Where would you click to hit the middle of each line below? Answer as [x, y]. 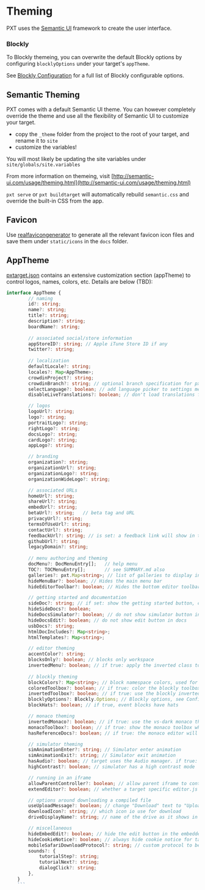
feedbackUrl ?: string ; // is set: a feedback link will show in [112, 536]
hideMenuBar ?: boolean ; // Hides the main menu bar [95, 581]
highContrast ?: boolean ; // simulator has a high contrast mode [112, 767]
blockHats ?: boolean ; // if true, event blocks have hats [103, 705]
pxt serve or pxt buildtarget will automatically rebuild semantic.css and [98, 195]
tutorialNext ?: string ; [69, 862]
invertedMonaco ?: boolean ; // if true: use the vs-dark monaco [110, 722]
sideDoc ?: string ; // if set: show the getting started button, [112, 603]
